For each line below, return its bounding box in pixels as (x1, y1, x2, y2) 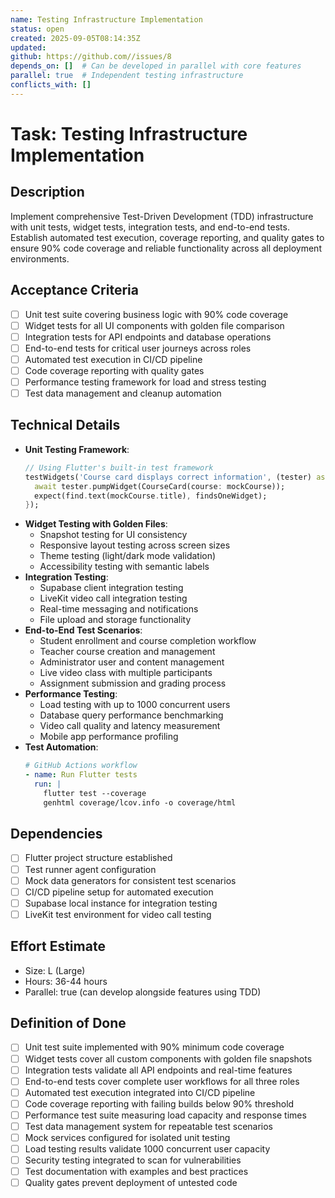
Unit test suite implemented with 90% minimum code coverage (24, 1041, 285, 1053)
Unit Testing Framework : (24, 443, 130, 455)
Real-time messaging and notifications (39, 603, 199, 615)
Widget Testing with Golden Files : (24, 518, 168, 530)
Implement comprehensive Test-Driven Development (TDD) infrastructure (10, 210, 314, 222)
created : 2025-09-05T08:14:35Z (10, 33, 141, 43)
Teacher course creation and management (39, 646, 216, 658)
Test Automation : (24, 741, 99, 753)
